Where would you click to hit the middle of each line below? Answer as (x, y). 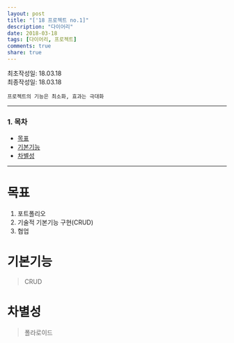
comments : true (29, 46)
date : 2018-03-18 (32, 33)
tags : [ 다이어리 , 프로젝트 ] (42, 40)
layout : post (26, 14)
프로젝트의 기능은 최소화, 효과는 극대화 (56, 96)
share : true (24, 53)
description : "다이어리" (40, 26)
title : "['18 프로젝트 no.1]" (48, 20)
